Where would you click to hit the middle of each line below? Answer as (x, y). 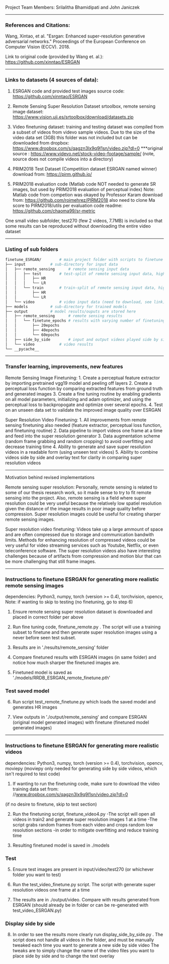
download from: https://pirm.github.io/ (52, 174)
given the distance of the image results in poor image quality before (75, 508)
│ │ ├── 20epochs (32, 326)
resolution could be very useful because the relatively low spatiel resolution (83, 503)
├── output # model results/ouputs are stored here (71, 311)
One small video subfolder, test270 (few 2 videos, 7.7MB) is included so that (84, 221)
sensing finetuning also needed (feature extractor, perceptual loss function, (83, 425)
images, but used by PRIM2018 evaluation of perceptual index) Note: (83, 189)
